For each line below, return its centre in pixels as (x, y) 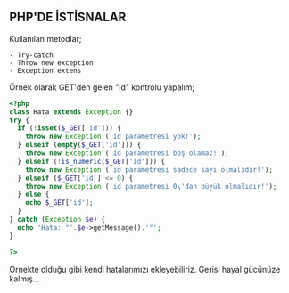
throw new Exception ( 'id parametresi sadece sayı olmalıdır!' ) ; (149, 170)
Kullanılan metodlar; (45, 38)
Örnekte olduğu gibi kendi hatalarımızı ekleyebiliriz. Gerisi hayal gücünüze (145, 269)
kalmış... (25, 279)
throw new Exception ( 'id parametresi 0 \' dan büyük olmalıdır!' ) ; (151, 186)
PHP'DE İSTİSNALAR (68, 17)
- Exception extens (45, 70)
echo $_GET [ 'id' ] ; (59, 203)
